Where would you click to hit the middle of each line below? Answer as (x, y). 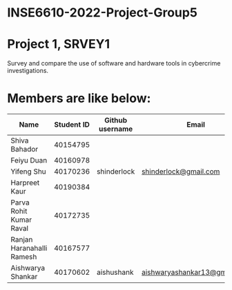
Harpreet (25, 183)
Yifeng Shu (28, 172)
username (116, 129)
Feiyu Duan (29, 160)
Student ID (72, 125)
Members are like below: (79, 99)
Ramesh (24, 257)
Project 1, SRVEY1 (59, 44)
